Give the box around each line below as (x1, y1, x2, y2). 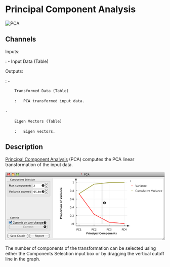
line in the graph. (5, 256, 40, 262)
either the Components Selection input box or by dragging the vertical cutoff (5, 251, 164, 257)
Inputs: (5, 48, 20, 54)
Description (5, 143, 43, 151)
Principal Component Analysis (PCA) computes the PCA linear (5, 156, 135, 162)
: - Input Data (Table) (5, 58, 49, 64)
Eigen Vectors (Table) (14, 119, 62, 124)
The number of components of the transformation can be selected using (5, 245, 156, 251)
